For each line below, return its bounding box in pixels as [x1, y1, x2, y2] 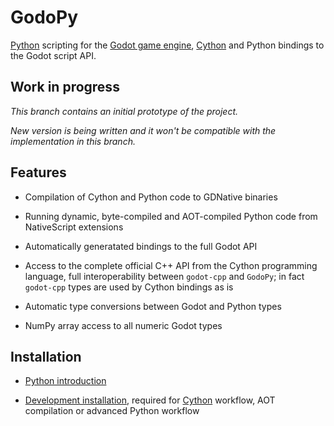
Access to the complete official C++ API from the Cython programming [24, 259, 318, 271]
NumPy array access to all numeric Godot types [24, 319, 223, 331]
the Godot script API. [10, 49, 97, 61]
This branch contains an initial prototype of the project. [10, 105, 239, 117]
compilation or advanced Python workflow [24, 405, 200, 417]
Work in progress [10, 79, 120, 96]
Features [10, 164, 67, 181]
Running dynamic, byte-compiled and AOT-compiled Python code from [24, 210, 318, 222]
